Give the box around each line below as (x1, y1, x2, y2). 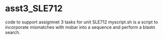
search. (5, 29, 21, 35)
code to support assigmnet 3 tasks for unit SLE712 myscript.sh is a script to (5, 19, 159, 25)
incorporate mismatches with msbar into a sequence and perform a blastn (5, 24, 156, 30)
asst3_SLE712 (5, 3, 63, 14)
